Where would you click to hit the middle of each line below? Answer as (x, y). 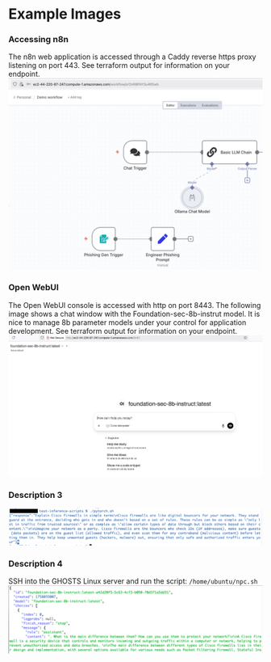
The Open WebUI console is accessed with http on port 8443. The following (135, 305)
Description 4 (35, 563)
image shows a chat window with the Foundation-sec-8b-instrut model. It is (134, 314)
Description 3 (35, 495)
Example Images (65, 14)
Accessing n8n (39, 40)
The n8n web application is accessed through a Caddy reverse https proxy (132, 57)
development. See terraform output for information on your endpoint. (123, 331)
